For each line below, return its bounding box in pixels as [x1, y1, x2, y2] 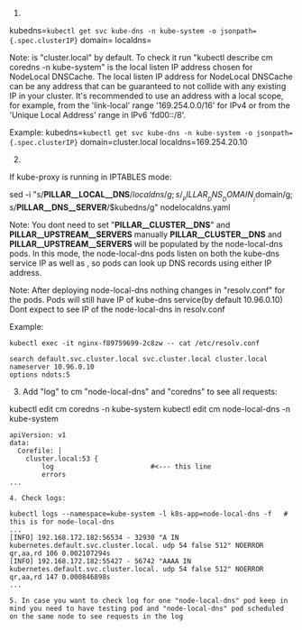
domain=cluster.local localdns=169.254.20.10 [79, 137, 248, 147]
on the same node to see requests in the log [9, 612, 183, 621]
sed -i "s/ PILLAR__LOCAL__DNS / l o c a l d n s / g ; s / [9, 189, 183, 199]
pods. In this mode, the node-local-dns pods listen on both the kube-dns [9, 248, 279, 260]
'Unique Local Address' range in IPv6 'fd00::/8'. [9, 110, 187, 120]
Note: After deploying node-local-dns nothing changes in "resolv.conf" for [9, 285, 286, 296]
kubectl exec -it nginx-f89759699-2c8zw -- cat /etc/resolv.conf [9, 339, 260, 348]
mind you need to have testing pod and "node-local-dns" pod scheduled [9, 604, 284, 614]
